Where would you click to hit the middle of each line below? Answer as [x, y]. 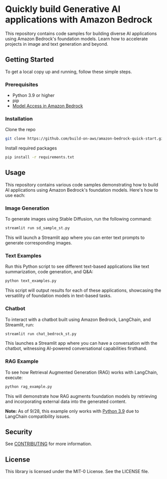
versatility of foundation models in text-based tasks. [58, 296]
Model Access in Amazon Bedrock [47, 106]
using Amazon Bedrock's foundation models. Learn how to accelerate [77, 39]
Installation [19, 119]
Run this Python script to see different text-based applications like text [77, 266]
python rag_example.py [29, 387]
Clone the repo [20, 130]
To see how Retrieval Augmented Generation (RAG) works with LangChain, [82, 372]
